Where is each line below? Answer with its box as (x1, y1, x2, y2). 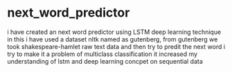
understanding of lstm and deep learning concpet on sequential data (7, 57, 203, 65)
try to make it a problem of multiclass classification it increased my (7, 50, 198, 58)
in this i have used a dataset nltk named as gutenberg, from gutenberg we (7, 35, 218, 43)
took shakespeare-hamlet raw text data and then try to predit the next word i (7, 42, 226, 51)
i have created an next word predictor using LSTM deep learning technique (7, 28, 222, 36)
